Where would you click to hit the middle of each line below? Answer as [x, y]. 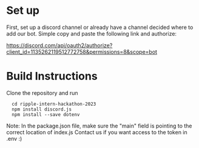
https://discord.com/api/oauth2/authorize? [59, 45]
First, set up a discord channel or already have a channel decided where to [100, 27]
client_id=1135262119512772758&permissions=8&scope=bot [82, 51]
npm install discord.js [42, 109]
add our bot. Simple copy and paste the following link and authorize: [92, 33]
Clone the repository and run [42, 93]
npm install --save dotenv [46, 114]
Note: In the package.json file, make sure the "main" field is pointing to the [99, 126]
